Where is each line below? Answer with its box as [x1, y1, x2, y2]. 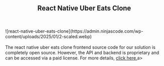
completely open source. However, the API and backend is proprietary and [5, 49, 159, 55]
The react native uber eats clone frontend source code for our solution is [5, 44, 155, 50]
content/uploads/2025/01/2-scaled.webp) [5, 33, 92, 39]
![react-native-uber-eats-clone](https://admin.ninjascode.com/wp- [5, 28, 144, 34]
